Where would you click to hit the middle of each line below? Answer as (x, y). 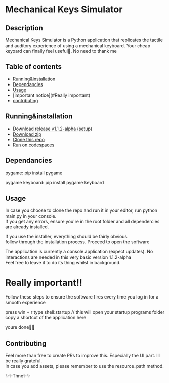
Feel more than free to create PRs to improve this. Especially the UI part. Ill (83, 355)
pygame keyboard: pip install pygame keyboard (55, 183)
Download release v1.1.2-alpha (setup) (52, 129)
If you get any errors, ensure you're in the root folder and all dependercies (82, 222)
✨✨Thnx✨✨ (18, 376)
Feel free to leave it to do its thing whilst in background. (63, 263)
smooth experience (25, 303)
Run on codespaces (33, 145)
